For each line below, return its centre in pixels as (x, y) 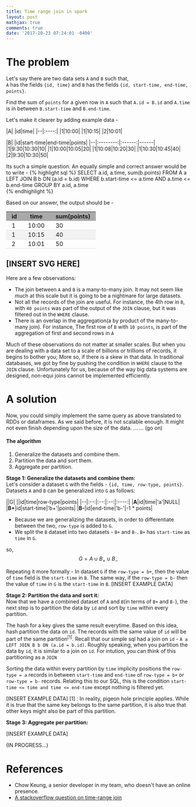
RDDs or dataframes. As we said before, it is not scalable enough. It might (95, 421)
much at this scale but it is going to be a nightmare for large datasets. (98, 295)
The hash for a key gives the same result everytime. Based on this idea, (92, 625)
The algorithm (24, 441)
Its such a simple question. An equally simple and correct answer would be (96, 166)
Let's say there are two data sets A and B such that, (67, 79)
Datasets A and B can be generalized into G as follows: (71, 491)
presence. (27, 791)
